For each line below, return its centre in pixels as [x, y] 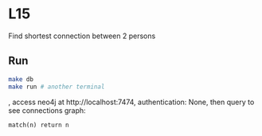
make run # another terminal [57, 87]
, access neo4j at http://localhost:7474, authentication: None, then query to [131, 102]
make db [21, 79]
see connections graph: [47, 110]
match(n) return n [39, 125]
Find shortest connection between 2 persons [82, 36]
